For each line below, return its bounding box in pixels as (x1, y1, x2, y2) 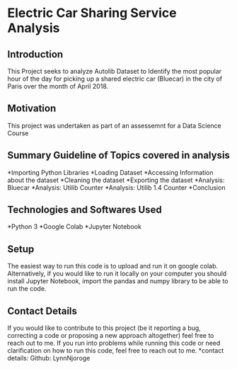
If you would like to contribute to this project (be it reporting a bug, (7, 324, 202, 332)
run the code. (7, 285, 47, 293)
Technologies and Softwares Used (7, 204, 162, 216)
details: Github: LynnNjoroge (7, 354, 91, 363)
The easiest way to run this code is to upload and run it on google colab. (7, 262, 218, 271)
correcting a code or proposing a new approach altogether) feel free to (7, 331, 214, 340)
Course (7, 129, 29, 137)
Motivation (7, 103, 57, 115)
